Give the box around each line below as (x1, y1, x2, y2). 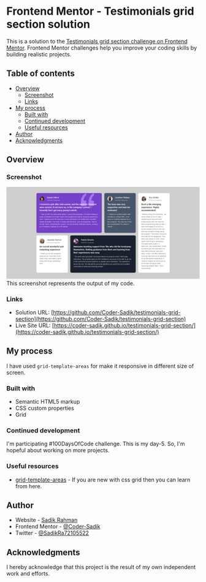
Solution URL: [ (15, 308, 53, 316)
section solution (6, 17, 91, 31)
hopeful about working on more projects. (6, 447, 110, 454)
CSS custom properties (15, 404, 75, 412)
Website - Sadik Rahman (15, 516, 78, 524)
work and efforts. (6, 570, 50, 577)
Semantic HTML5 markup (15, 398, 80, 406)
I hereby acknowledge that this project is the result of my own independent (6, 564, 196, 571)
